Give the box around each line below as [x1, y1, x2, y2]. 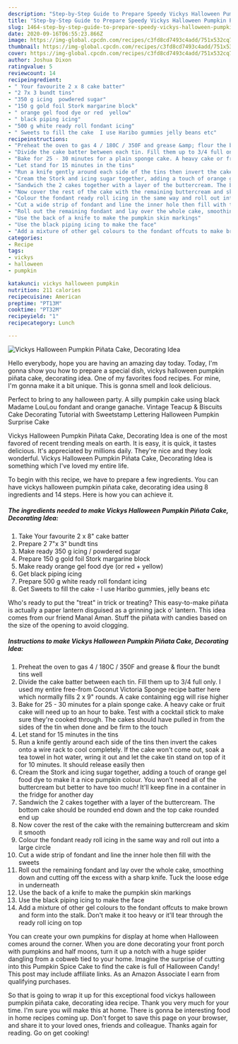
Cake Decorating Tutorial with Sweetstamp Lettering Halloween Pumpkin [8, 410, 220, 419]
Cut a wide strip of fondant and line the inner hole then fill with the [18, 851, 211, 859]
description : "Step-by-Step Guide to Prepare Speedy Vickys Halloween [8, 10, 220, 18]
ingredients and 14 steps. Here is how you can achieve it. [8, 490, 174, 499]
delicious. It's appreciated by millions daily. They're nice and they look [8, 446, 213, 455]
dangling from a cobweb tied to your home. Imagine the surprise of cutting [8, 954, 225, 963]
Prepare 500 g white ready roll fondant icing [18, 577, 147, 585]
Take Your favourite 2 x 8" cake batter [18, 532, 129, 540]
